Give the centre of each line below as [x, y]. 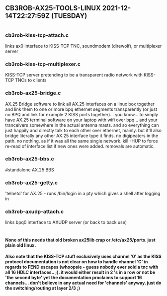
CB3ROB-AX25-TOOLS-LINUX [53, 8]
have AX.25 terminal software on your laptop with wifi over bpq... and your [81, 120]
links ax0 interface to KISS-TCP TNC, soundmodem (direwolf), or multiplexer [83, 46]
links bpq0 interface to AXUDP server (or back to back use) [66, 222]
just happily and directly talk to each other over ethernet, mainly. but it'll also [83, 130]
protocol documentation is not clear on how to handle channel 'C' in [77, 262]
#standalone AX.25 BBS [30, 170]
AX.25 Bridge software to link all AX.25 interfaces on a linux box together [80, 104]
